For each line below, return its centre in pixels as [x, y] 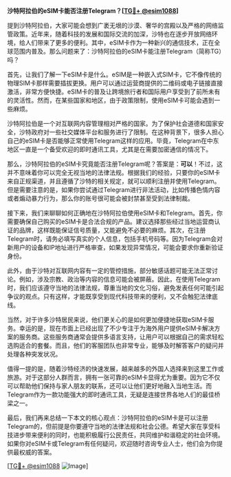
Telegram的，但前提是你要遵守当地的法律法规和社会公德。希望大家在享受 [111, 426]
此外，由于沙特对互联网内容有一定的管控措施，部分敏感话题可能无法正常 [109, 271]
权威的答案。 [37, 452]
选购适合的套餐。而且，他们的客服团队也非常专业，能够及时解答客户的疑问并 [115, 346]
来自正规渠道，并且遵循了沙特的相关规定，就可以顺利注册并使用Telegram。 [114, 181]
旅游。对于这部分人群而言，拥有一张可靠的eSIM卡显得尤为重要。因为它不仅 [114, 377]
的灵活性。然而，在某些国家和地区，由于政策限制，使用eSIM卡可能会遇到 [111, 100]
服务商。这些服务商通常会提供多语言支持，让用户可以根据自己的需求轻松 [121, 337]
